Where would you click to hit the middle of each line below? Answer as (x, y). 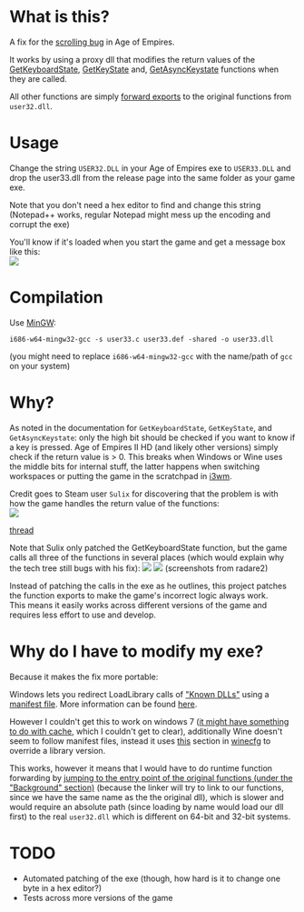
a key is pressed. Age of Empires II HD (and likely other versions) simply (144, 446)
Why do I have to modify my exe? (137, 651)
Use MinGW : (33, 322)
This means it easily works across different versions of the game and (138, 605)
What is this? (60, 17)
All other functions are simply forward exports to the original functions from (151, 96)
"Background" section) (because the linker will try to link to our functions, (147, 787)
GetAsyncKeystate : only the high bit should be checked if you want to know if (152, 437)
